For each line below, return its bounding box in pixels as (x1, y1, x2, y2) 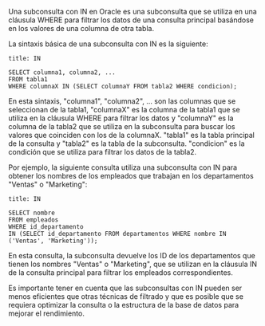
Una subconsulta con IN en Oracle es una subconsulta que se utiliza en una (8, 7, 257, 16)
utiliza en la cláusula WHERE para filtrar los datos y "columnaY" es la (8, 113, 234, 123)
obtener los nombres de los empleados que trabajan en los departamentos (8, 171, 254, 180)
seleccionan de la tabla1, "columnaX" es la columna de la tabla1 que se (8, 105, 241, 114)
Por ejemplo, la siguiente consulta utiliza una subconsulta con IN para (8, 163, 238, 172)
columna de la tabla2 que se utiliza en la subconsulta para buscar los (8, 122, 235, 131)
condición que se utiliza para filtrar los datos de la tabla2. (8, 147, 197, 156)
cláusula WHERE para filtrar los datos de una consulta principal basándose (8, 15, 254, 25)
